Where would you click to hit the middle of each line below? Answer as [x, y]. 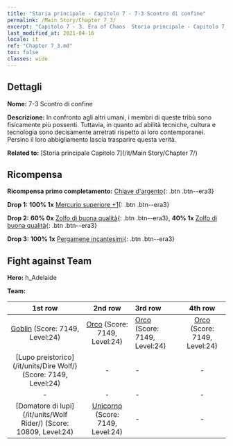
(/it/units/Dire [34, 366]
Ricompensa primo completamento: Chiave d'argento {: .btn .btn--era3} [111, 191]
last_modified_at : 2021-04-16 [51, 33]
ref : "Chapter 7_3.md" [40, 46]
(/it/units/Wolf [45, 415]
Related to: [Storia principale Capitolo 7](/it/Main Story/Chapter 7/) [102, 153]
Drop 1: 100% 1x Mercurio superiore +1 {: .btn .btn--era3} [88, 205]
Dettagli [25, 87]
